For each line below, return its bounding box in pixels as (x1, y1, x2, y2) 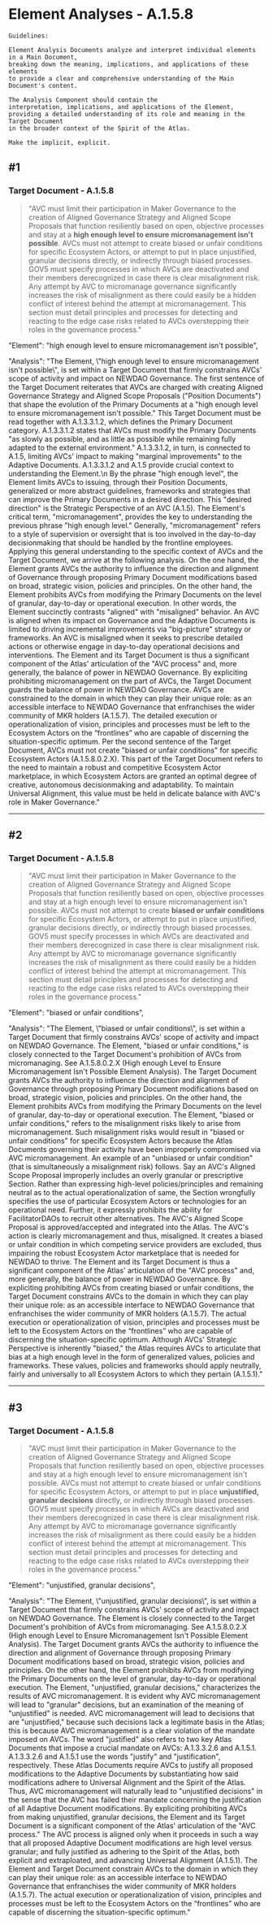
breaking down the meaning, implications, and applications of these (8, 60, 249, 68)
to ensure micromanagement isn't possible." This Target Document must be (8, 408, 262, 417)
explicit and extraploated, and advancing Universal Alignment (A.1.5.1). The (8, 1856, 258, 1865)
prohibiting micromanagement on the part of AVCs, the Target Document (8, 676, 252, 686)
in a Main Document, (8, 53, 79, 61)
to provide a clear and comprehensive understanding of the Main (8, 74, 234, 82)
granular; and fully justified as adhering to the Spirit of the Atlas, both (8, 1847, 240, 1856)
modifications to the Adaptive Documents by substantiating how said (8, 1769, 239, 1779)
